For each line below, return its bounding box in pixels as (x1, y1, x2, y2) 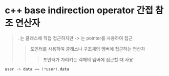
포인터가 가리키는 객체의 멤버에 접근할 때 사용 (43, 56, 134, 62)
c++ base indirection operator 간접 (5, 5, 153, 16)
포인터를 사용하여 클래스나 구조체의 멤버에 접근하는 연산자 (30, 46, 145, 52)
